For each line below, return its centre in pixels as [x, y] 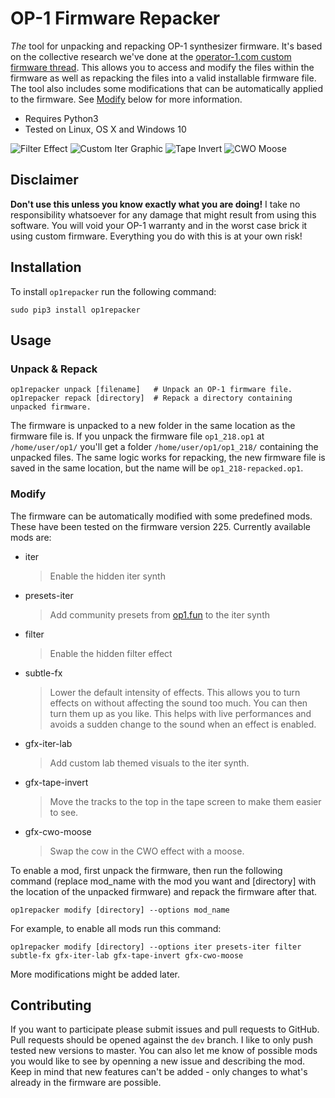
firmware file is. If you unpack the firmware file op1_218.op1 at [137, 436]
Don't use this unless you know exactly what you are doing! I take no [155, 204]
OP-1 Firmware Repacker [115, 18]
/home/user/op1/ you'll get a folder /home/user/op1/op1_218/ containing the [164, 447]
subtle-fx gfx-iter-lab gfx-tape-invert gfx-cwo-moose [127, 955]
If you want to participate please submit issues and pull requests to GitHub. [165, 1029]
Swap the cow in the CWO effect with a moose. [147, 851]
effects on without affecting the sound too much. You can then [178, 703]
